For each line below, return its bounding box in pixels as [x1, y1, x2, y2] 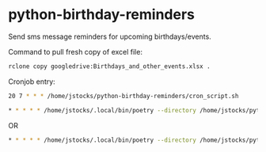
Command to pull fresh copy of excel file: [8, 47, 142, 56]
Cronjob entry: [8, 77, 55, 86]
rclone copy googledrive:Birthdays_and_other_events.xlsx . [8, 62, 211, 70]
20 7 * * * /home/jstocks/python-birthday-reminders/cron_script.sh [8, 92, 239, 100]
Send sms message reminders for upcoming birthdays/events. [8, 32, 211, 41]
